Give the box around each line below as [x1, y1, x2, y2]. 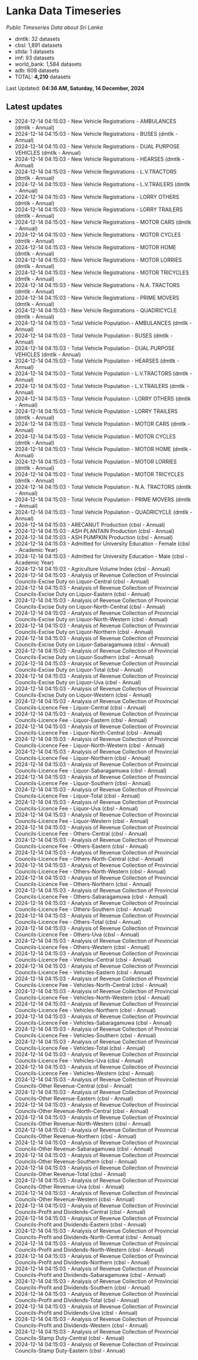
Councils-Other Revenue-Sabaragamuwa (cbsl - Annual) [14, 1145, 153, 1152]
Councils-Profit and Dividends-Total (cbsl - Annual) [14, 1297, 140, 1304]
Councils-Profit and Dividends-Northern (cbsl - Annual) [14, 1259, 150, 1266]
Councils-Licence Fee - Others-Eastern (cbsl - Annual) [14, 843, 149, 850]
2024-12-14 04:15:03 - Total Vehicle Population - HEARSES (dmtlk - [14, 357, 180, 364]
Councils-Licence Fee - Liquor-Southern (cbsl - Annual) [14, 779, 151, 787]
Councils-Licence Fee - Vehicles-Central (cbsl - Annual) [14, 956, 152, 963]
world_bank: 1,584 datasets [14, 61, 82, 68]
